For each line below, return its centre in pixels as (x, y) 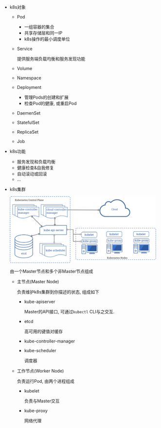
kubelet (32, 391)
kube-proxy (36, 411)
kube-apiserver (40, 301)
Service (25, 49)
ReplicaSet (28, 132)
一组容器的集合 (39, 27)
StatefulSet (28, 122)
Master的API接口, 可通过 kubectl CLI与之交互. (69, 311)
